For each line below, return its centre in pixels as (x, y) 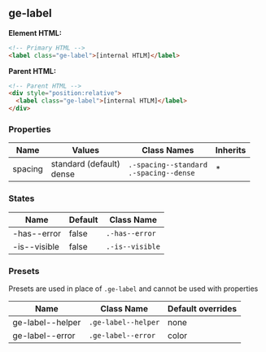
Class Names (168, 150)
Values (86, 150)
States (22, 198)
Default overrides (203, 308)
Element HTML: (35, 33)
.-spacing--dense (161, 173)
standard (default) (85, 164)
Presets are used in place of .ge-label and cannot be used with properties (133, 289)
